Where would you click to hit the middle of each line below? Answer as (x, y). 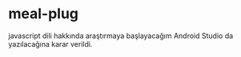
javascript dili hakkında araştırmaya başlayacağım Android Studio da (121, 36)
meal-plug (43, 14)
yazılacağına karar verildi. (50, 44)
